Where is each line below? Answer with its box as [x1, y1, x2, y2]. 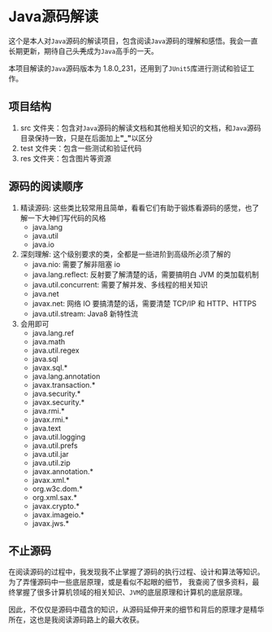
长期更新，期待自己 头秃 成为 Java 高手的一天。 [8, 46, 158, 55]
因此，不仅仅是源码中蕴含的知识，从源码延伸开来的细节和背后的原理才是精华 [8, 604, 265, 615]
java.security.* [32, 388, 81, 398]
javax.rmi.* [32, 415, 69, 424]
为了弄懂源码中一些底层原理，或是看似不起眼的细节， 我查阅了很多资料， [8, 577, 253, 587]
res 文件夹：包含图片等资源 [19, 153, 112, 163]
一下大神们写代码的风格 [27, 213, 106, 222]
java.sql [32, 353, 58, 363]
